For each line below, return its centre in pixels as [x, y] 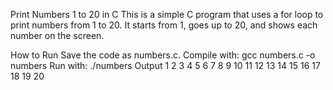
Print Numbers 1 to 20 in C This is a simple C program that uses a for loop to [167, 14]
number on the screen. [57, 35]
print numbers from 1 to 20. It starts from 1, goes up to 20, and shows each [164, 25]
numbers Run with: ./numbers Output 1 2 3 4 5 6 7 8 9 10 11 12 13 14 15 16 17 [165, 65]
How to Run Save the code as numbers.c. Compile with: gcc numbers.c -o [163, 55]
